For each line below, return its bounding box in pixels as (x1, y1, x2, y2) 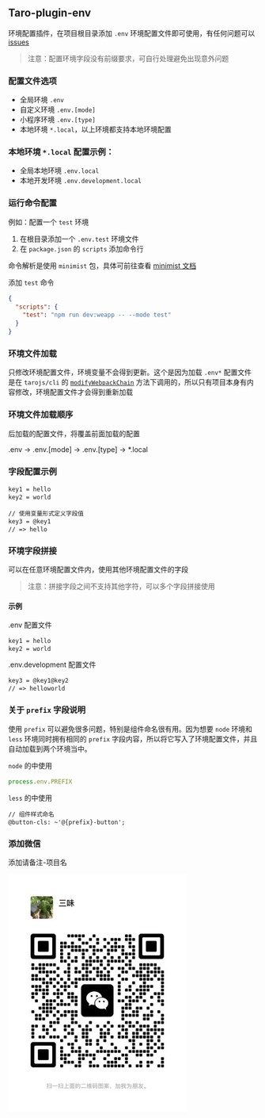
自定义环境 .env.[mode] (19, 105, 97, 114)
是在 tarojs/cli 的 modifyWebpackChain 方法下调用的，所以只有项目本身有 (8, 377, 248, 387)
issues (8, 37, 29, 47)
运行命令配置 (8, 197, 58, 209)
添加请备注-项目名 (8, 857, 67, 867)
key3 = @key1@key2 (8, 677, 69, 685)
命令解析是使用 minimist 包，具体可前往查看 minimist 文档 (8, 261, 196, 270)
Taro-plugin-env (8, 6, 92, 20)
